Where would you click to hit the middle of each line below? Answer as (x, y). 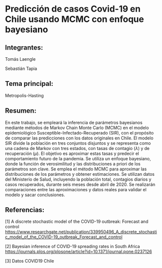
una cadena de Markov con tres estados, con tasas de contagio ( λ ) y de (77, 148)
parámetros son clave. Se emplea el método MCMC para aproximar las (76, 169)
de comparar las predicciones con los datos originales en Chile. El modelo (79, 138)
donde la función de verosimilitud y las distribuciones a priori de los (73, 164)
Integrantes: (24, 47)
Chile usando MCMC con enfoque (75, 19)
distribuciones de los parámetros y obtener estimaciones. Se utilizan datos (80, 174)
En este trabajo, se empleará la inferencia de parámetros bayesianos (74, 122)
